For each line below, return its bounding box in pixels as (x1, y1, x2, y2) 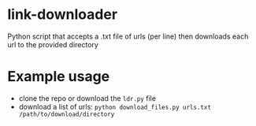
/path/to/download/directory (18, 110, 115, 118)
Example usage (7, 68, 110, 86)
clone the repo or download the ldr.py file (18, 93, 157, 103)
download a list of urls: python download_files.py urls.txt (18, 102, 212, 111)
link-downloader (7, 6, 118, 24)
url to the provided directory (7, 39, 99, 49)
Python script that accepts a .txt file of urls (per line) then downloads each (7, 31, 249, 41)
